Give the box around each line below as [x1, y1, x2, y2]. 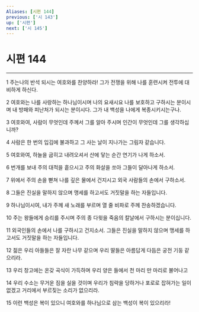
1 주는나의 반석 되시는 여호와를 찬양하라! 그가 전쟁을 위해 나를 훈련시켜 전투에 [6, 79, 184, 86]
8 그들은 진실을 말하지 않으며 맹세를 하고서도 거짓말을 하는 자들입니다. [6, 189, 168, 196]
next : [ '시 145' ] [6, 25, 48, 31]
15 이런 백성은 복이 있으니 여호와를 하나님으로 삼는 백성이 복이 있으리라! [6, 300, 171, 307]
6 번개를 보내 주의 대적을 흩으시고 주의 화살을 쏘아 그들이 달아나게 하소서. [6, 164, 175, 171]
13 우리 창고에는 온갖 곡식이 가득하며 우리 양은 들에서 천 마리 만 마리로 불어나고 [6, 267, 188, 274]
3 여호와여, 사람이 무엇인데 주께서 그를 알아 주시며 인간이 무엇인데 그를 [6, 119, 169, 126]
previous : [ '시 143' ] [6, 14, 58, 20]
